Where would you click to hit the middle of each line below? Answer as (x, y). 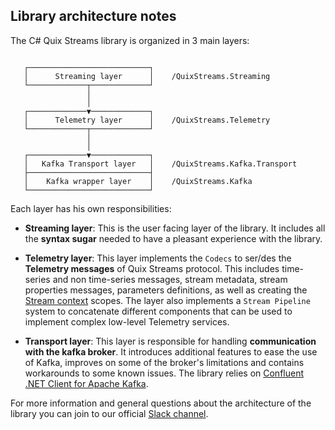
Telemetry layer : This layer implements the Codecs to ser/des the (158, 258)
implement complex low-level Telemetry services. (127, 321)
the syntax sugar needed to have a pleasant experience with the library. (173, 238)
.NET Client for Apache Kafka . (86, 383)
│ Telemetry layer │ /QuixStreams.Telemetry (147, 120)
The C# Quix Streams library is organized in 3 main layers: (130, 40)
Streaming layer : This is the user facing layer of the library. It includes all (175, 228)
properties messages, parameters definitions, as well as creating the (166, 290)
